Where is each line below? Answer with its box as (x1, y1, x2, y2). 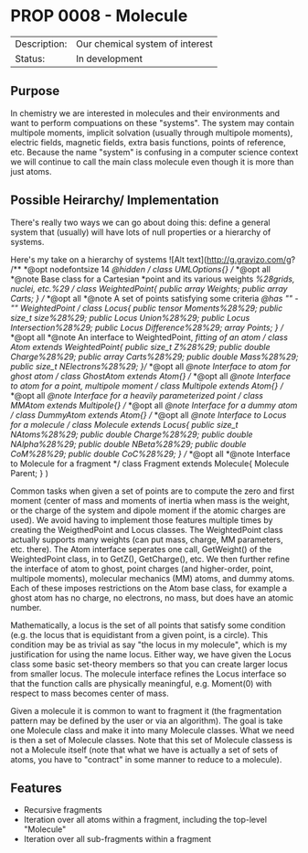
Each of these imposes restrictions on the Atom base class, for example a (10, 582, 287, 593)
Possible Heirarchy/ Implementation (10, 193, 219, 208)
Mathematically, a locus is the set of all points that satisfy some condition (10, 619, 286, 631)
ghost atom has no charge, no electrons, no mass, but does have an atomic (10, 592, 294, 603)
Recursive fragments (23, 805, 103, 816)
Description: (15, 37, 68, 50)
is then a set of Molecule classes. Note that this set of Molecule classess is (10, 734, 293, 745)
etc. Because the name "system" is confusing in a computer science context (10, 146, 299, 157)
